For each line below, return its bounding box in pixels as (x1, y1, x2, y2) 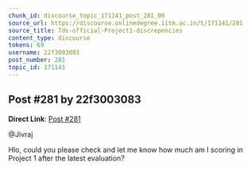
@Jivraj (8, 129, 33, 139)
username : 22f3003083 (8, 49, 80, 56)
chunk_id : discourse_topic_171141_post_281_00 (8, 11, 165, 20)
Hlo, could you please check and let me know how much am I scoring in (8, 145, 244, 154)
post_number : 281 (8, 56, 66, 64)
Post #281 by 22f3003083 (8, 93, 141, 107)
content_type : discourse (8, 33, 91, 42)
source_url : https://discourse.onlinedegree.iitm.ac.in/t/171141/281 (8, 19, 244, 27)
